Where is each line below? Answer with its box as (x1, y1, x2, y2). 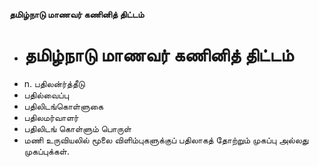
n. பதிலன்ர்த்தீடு (23, 77, 86, 89)
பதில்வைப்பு (23, 89, 69, 101)
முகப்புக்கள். (23, 145, 70, 157)
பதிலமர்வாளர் (23, 111, 79, 123)
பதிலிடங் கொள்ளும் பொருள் (23, 122, 132, 134)
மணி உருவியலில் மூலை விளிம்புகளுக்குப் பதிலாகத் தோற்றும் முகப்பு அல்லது (23, 134, 309, 146)
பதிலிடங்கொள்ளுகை (23, 100, 104, 112)
